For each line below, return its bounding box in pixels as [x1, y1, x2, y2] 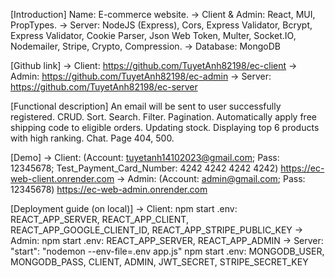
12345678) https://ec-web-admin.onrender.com [10, 184, 208, 195]
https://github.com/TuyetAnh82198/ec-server [10, 81, 198, 93]
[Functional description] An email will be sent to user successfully [10, 100, 282, 112]
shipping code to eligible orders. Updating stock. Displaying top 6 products [10, 122, 320, 133]
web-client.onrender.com [10, 173, 115, 184]
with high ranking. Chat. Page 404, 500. [10, 132, 175, 144]
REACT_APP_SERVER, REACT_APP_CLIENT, [10, 214, 189, 225]
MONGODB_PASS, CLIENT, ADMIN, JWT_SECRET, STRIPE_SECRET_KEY [10, 256, 309, 268]
